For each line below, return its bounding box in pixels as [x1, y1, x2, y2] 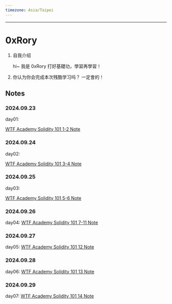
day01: [5, 116, 19, 122]
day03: [5, 185, 20, 191]
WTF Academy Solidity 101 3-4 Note [5, 160, 82, 167]
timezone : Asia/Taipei [5, 7, 54, 13]
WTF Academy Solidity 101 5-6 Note [5, 195, 82, 201]
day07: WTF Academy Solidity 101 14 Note [5, 293, 94, 299]
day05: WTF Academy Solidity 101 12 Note [5, 244, 95, 250]
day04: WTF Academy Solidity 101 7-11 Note [5, 219, 98, 226]
